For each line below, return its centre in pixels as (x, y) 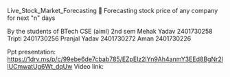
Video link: (89, 66)
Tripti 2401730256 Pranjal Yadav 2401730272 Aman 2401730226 (99, 38)
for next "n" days (31, 18)
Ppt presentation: (32, 52)
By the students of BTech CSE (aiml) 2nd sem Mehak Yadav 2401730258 (110, 31)
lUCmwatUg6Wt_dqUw (40, 66)
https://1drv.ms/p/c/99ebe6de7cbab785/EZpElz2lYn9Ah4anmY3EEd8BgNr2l (115, 59)
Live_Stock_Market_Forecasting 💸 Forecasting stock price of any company (113, 11)
